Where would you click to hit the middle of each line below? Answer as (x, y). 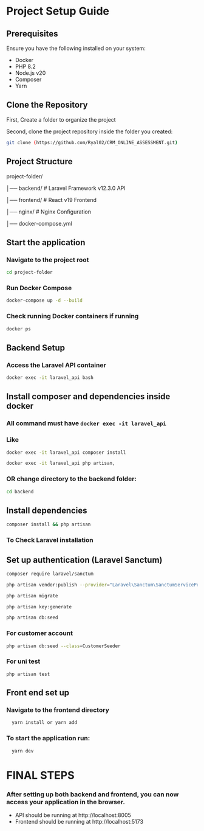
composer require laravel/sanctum (50, 574)
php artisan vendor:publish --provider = (58, 585)
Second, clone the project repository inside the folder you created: (90, 131)
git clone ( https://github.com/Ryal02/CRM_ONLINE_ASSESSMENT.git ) (92, 142)
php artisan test (28, 674)
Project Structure (39, 162)
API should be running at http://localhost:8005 (73, 815)
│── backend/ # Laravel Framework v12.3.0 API (66, 188)
